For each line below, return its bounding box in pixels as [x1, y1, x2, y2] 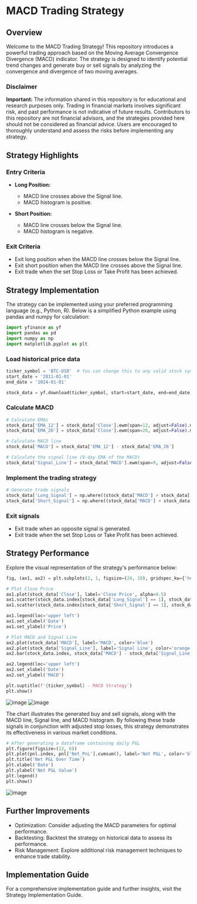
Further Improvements [6, 806, 90, 816]
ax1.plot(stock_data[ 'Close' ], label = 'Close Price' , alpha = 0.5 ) [6, 591, 167, 597]
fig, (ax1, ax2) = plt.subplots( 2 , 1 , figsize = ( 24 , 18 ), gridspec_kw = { [6, 575, 185, 581]
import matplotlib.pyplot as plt [6, 341, 88, 347]
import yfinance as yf [6, 324, 62, 331]
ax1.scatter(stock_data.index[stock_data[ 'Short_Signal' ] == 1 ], [6, 602, 169, 608]
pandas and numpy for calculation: [6, 313, 90, 320]
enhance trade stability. [14, 852, 72, 860]
